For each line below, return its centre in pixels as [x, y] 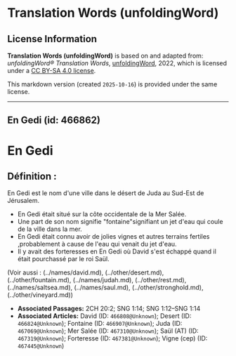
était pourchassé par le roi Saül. [64, 259]
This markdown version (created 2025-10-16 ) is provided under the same [112, 84]
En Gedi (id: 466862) [54, 120]
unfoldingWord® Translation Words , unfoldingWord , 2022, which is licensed [117, 63]
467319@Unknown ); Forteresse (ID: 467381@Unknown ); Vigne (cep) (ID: [112, 338]
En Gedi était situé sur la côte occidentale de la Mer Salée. [102, 214]
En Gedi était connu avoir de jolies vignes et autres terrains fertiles [113, 237]
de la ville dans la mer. [50, 229]
